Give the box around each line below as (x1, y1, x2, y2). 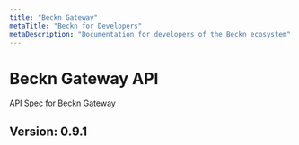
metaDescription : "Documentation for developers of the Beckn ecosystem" (9, 30, 292, 38)
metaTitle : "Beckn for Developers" (9, 21, 143, 30)
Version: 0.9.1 (9, 124, 88, 139)
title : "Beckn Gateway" (9, 13, 99, 22)
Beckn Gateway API (9, 68, 159, 89)
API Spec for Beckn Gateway (9, 98, 117, 108)
